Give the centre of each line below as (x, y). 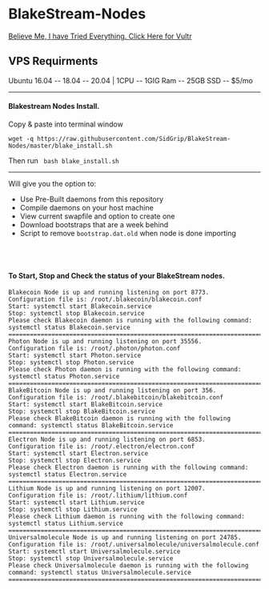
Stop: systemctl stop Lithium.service (73, 510)
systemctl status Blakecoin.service (69, 328)
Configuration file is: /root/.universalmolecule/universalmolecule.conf (134, 545)
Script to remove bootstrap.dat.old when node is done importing (128, 233)
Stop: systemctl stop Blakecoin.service (77, 314)
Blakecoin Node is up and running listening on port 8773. (109, 293)
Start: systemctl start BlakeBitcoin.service (85, 405)
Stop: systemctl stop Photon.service (71, 363)
